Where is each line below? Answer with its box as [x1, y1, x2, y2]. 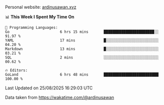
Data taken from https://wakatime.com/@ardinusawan [5, 95, 114, 100]
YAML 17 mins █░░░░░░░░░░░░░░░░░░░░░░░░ [5, 38, 159, 43]
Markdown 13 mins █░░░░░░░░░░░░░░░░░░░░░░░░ [5, 46, 159, 51]
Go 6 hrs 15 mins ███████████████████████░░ [5, 29, 159, 34]
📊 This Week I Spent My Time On [5, 14, 74, 20]
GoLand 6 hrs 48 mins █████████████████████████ [5, 72, 159, 77]
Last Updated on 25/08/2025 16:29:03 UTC [5, 85, 93, 91]
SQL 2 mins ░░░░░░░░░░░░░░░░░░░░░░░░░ [5, 55, 159, 60]
